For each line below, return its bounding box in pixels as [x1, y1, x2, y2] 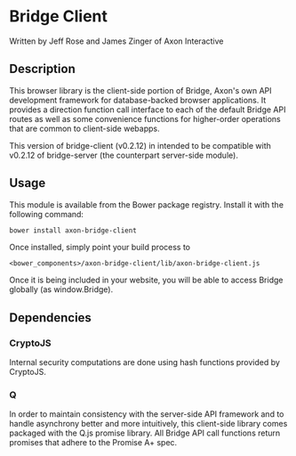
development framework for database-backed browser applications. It [9, 94, 267, 105]
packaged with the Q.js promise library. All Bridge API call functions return [9, 427, 281, 438]
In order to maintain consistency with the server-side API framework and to [9, 409, 284, 419]
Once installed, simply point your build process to [9, 242, 191, 253]
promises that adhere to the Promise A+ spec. [9, 437, 178, 448]
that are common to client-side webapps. [9, 123, 160, 134]
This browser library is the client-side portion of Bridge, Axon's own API [9, 85, 273, 95]
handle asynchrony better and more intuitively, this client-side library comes [9, 419, 288, 429]
